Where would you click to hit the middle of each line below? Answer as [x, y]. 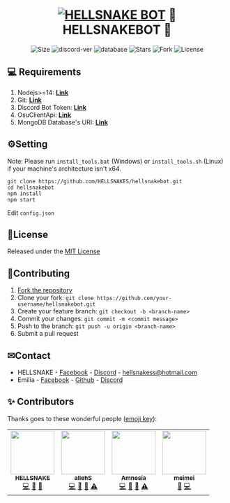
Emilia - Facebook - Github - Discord [70, 380]
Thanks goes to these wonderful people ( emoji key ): [82, 418]
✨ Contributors [41, 402]
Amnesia [133, 478]
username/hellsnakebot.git [56, 304]
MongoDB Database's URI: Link [62, 122]
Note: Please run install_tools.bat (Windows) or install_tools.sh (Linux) [115, 161]
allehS [83, 478]
